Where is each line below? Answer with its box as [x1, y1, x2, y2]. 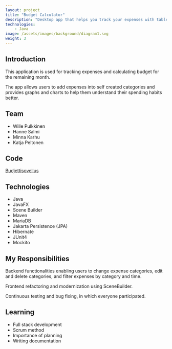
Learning [5, 308, 35, 317]
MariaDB [12, 218, 32, 224]
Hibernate [12, 228, 34, 235]
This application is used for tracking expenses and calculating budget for [5, 68, 160, 75]
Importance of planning [12, 332, 62, 338]
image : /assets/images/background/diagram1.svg [5, 31, 109, 36]
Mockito [12, 240, 30, 246]
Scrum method [12, 327, 45, 333]
